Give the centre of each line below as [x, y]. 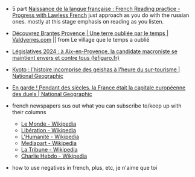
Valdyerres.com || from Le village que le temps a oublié [81, 40]
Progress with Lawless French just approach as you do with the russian [101, 15]
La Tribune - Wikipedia [49, 150]
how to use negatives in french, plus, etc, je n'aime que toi [85, 168]
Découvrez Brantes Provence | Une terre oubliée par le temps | [90, 33]
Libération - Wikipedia [49, 130]
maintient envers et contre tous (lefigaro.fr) [66, 58]
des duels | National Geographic [52, 94]
